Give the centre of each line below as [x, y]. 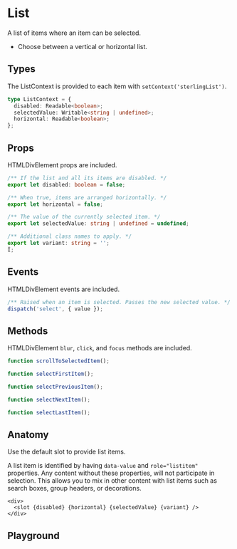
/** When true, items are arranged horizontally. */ [87, 197]
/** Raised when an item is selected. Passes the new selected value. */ [119, 302]
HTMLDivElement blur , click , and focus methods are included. [100, 348]
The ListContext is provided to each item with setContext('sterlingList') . [117, 86]
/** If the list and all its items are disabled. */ [87, 178]
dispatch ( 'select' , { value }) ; [55, 309]
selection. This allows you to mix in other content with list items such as [112, 481]
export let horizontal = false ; [55, 204]
